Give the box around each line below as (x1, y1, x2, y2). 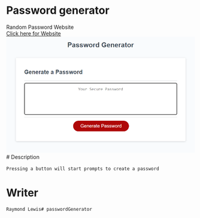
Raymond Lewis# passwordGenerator (6, 207, 93, 213)
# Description (6, 154, 40, 161)
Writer (6, 186, 39, 199)
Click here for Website (6, 29, 61, 37)
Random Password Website (6, 23, 74, 31)
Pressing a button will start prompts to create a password (6, 166, 160, 172)
